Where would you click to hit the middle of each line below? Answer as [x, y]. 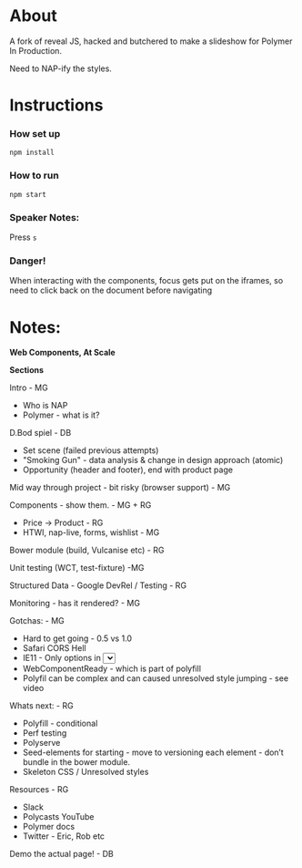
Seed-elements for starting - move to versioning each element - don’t [153, 752]
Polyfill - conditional [60, 723]
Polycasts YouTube [58, 817]
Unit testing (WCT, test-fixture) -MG [77, 568]
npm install [32, 153]
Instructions [56, 105]
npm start [28, 194]
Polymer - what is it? [61, 415]
